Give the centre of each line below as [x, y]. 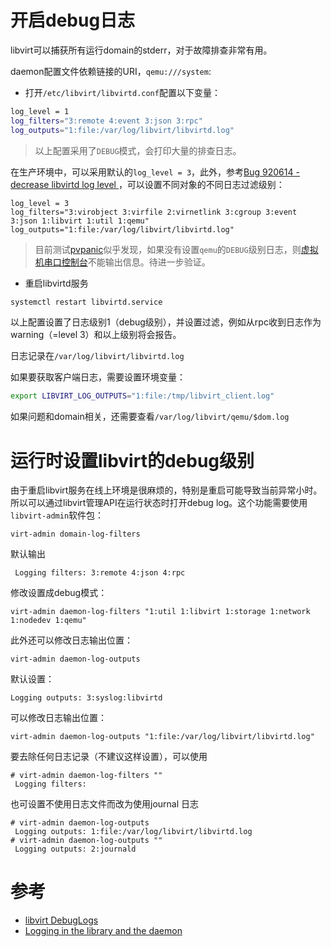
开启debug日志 [73, 20]
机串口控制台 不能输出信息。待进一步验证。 [122, 262]
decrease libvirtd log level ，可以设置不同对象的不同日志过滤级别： [147, 184]
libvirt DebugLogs [61, 920]
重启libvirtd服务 [56, 283]
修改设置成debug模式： [59, 593]
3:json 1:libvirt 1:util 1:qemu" [80, 221]
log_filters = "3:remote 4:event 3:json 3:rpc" [106, 121]
